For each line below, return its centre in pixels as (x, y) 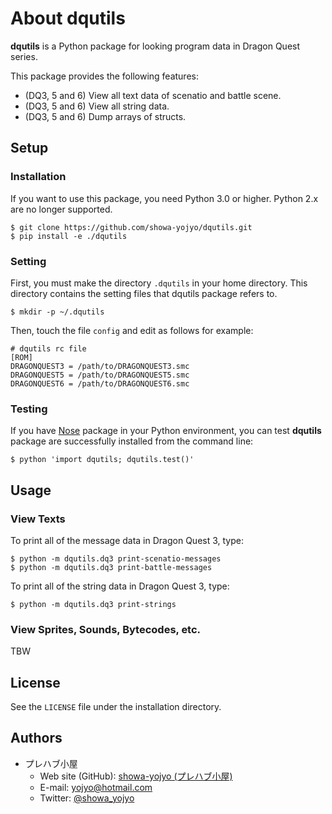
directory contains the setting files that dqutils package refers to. (144, 293)
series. (24, 56)
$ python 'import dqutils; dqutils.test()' (102, 460)
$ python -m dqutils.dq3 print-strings (93, 604)
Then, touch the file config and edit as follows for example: (132, 330)
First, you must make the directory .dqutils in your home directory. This (159, 283)
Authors (36, 738)
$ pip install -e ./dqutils (69, 236)
